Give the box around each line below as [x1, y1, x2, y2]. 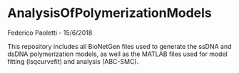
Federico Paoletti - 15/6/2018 [7, 28, 93, 37]
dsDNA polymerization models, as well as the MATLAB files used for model [7, 50, 228, 58]
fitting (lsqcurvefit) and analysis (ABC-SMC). [7, 57, 139, 65]
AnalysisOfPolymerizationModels [7, 5, 212, 21]
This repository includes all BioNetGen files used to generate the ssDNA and [7, 42, 232, 50]
